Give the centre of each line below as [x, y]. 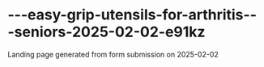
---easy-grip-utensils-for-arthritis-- [132, 15]
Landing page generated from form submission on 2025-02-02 [113, 54]
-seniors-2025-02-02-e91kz [106, 32]
